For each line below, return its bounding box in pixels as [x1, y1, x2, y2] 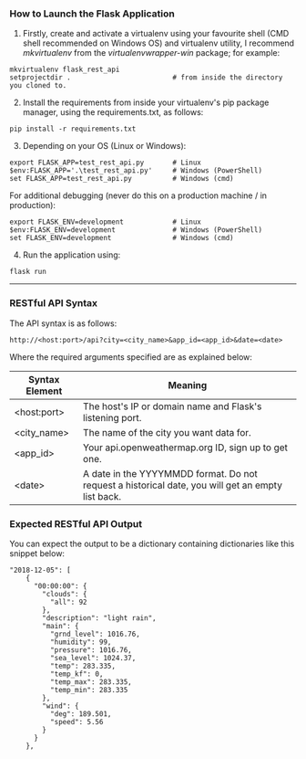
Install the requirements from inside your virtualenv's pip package [22, 97, 270, 108]
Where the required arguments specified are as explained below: [9, 351, 253, 363]
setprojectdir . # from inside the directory [9, 73, 283, 82]
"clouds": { [42, 589, 88, 598]
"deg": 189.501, [49, 709, 112, 719]
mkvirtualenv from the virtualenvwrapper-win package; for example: [22, 47, 280, 58]
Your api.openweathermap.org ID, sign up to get [83, 441, 289, 454]
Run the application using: [22, 249, 121, 260]
